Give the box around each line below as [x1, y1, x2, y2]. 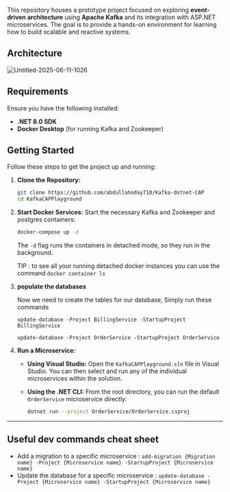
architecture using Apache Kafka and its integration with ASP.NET [27, 13, 216, 21]
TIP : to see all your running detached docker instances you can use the [16, 262, 220, 270]
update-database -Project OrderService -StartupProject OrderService [16, 335, 220, 342]
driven [7, 13, 26, 21]
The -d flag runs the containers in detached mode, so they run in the [16, 241, 210, 249]
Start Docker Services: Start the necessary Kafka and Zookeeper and [16, 208, 215, 216]
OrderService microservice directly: [27, 395, 128, 403]
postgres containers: [16, 216, 76, 224]
